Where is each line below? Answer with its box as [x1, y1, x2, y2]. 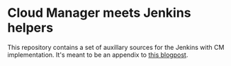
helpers [7, 20, 54, 36]
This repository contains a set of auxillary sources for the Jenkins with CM [7, 43, 225, 51]
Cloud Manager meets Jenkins [7, 5, 191, 21]
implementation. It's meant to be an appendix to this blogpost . [7, 51, 188, 59]
